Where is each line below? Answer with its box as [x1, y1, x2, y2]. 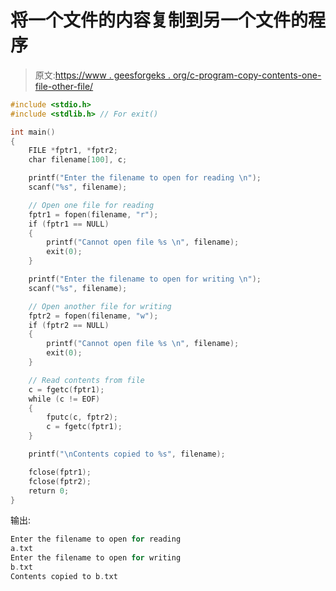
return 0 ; [28, 486, 70, 496]
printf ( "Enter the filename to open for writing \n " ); [28, 274, 262, 285]
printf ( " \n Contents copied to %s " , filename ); [28, 449, 226, 460]
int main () [10, 127, 56, 137]
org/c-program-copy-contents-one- [172, 69, 322, 81]
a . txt [10, 544, 33, 554]
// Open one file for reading [28, 200, 155, 210]
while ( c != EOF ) [28, 394, 101, 404]
